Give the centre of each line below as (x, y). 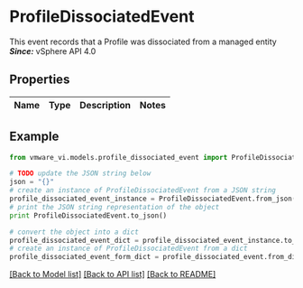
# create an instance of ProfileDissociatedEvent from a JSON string (143, 190)
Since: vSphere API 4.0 (53, 51)
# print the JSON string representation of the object (115, 207)
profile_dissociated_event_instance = (82, 199)
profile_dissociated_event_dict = (74, 240)
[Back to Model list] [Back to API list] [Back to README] (113, 274)
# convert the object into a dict (74, 232)
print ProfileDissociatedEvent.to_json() (88, 215)
